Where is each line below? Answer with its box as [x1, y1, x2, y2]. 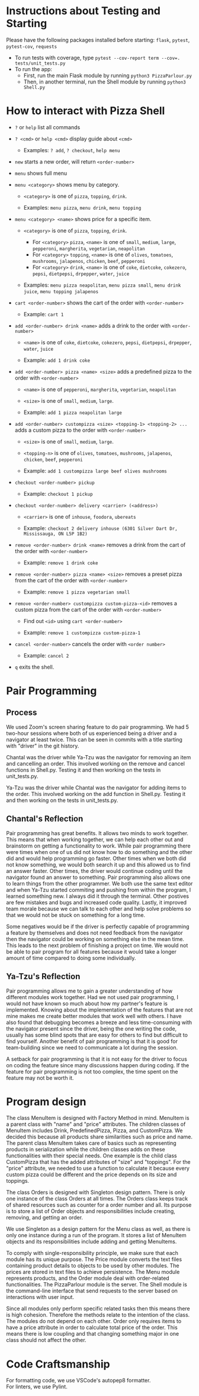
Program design [6, 1095, 86, 1108]
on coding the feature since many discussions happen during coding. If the [6, 1061, 190, 1068]
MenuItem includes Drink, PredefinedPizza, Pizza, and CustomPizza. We [6, 1127, 183, 1134]
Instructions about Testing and [6, 4, 161, 18]
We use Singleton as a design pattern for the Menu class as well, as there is [6, 1225, 191, 1233]
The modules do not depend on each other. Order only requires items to [6, 1318, 182, 1325]
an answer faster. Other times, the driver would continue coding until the [6, 867, 183, 874]
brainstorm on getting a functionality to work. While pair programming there [6, 842, 191, 849]
